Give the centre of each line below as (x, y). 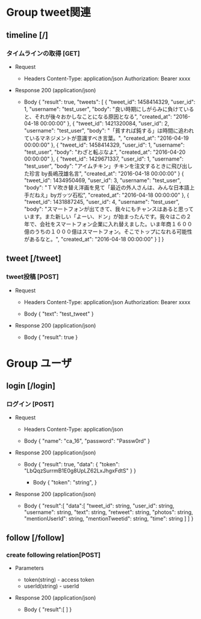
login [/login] (31, 386)
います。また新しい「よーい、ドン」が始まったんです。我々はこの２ (107, 216)
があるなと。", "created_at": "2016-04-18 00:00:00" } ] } (94, 239)
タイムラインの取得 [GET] (43, 53)
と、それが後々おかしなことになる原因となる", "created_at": (98, 116)
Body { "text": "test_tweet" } (59, 314)
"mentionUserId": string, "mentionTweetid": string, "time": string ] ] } (109, 519)
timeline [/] (27, 35)
